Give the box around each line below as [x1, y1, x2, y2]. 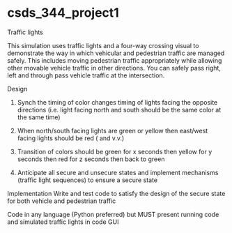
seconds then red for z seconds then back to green [17, 155, 165, 163]
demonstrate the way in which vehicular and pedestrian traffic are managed [7, 49, 225, 57]
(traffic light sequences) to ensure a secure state [17, 176, 158, 184]
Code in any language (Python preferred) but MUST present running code [7, 210, 219, 218]
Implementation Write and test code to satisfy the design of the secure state [7, 189, 226, 197]
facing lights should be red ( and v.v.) [17, 134, 125, 142]
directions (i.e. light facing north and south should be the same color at [17, 105, 222, 114]
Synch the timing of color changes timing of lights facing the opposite [17, 98, 218, 106]
